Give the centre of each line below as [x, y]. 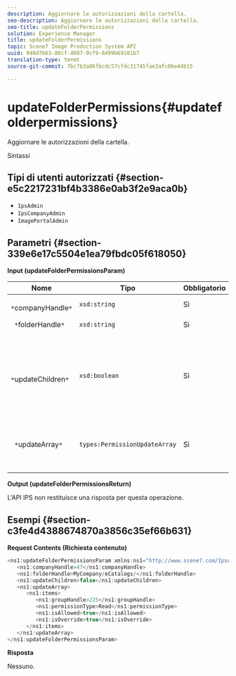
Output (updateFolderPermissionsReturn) [70, 484]
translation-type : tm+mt [44, 60]
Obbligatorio [204, 288]
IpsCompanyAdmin [41, 214]
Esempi [24, 520]
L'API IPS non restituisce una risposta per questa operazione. [96, 498]
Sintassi [19, 155]
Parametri [29, 243]
